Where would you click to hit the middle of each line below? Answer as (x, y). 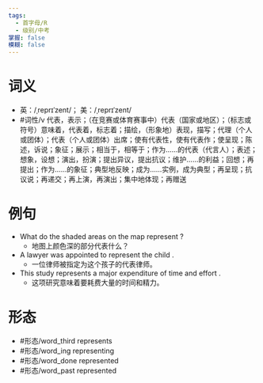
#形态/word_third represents (66, 340)
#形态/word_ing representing (67, 351)
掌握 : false (27, 38)
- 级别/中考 (32, 30)
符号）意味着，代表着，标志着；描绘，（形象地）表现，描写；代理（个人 (136, 130)
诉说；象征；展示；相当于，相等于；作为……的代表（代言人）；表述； (145, 150)
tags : (17, 15)
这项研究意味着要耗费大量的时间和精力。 (97, 283)
